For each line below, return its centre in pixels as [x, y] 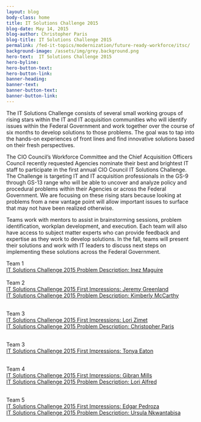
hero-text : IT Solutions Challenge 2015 [59, 57]
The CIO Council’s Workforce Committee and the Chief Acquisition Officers [100, 157]
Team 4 [16, 369]
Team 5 [16, 400]
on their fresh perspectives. [41, 145]
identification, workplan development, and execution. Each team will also [97, 226]
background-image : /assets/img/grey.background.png [72, 51]
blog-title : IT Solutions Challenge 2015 [59, 40]
